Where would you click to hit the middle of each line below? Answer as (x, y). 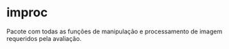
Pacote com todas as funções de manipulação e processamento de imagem (114, 31)
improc (27, 13)
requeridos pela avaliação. (44, 38)
